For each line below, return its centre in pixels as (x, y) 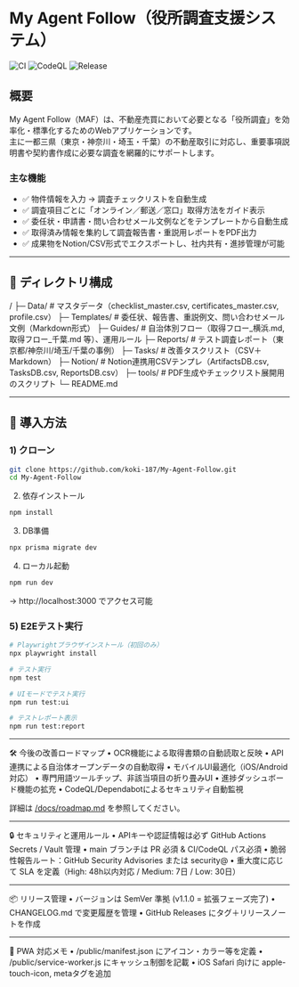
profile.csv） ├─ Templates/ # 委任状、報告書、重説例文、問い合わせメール (147, 316)
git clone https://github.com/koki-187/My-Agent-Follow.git (123, 469)
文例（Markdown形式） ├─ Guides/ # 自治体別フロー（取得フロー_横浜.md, (147, 328)
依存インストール (53, 496)
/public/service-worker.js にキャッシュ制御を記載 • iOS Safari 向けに (135, 962)
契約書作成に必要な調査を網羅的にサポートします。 (126, 152)
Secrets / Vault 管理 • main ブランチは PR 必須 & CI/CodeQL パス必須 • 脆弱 (148, 849)
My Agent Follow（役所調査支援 (127, 18)
